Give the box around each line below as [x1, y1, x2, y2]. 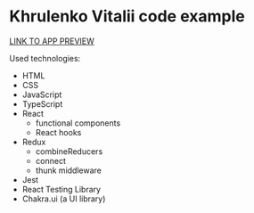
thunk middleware [35, 165, 102, 176]
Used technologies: [9, 53, 81, 63]
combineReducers [35, 145, 103, 157]
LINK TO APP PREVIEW [9, 36, 95, 46]
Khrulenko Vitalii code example [9, 6, 245, 27]
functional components [35, 118, 121, 128]
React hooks [35, 127, 82, 137]
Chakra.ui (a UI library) [21, 193, 106, 204]
